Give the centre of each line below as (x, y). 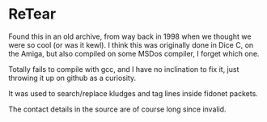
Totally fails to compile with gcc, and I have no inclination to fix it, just (124, 69)
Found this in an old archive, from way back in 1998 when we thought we (130, 36)
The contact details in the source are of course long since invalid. (117, 109)
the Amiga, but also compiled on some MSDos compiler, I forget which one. (134, 53)
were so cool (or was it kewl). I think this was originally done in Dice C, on (131, 44)
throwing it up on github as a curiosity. (72, 78)
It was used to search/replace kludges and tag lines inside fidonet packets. (133, 93)
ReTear (32, 14)
